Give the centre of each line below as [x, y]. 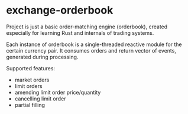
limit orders [28, 86]
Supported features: [30, 68]
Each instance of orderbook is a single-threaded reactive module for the [94, 44]
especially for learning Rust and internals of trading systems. [80, 32]
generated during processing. [42, 57]
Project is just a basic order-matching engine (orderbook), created [87, 27]
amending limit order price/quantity [58, 92]
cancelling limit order [40, 99]
